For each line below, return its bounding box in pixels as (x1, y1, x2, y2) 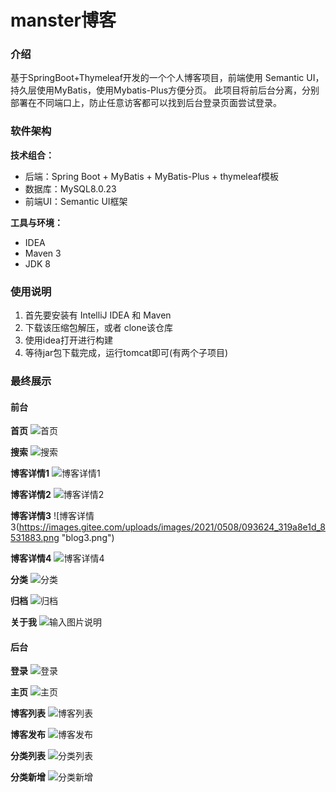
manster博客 (10, 9, 117, 32)
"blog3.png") (61, 532, 115, 544)
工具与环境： (10, 216, 63, 228)
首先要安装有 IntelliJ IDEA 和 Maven (24, 309, 172, 321)
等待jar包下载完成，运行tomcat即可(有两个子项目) (24, 347, 229, 359)
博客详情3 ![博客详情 (10, 510, 95, 522)
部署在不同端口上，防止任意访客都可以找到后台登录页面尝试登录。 (10, 97, 282, 109)
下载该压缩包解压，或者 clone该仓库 (24, 322, 173, 334)
